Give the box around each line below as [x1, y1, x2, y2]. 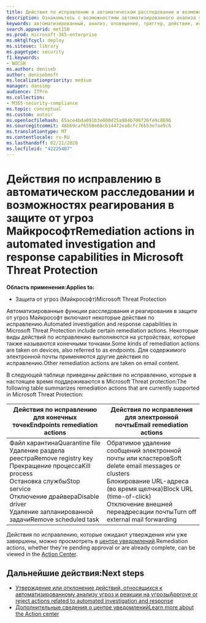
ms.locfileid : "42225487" [6, 145, 72, 152]
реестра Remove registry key [9, 454, 93, 463]
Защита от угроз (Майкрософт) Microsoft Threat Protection [15, 295, 167, 303]
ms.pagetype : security [6, 49, 64, 55]
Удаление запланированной [9, 507, 94, 516]
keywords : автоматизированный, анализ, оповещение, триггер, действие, [6, 20, 193, 26]
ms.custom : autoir [6, 111, 53, 118]
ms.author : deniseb [6, 66, 56, 72]
